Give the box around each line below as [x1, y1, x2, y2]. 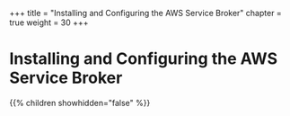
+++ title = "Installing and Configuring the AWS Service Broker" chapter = [9, 8, 283, 18]
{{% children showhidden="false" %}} [9, 97, 151, 108]
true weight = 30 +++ [9, 17, 89, 28]
